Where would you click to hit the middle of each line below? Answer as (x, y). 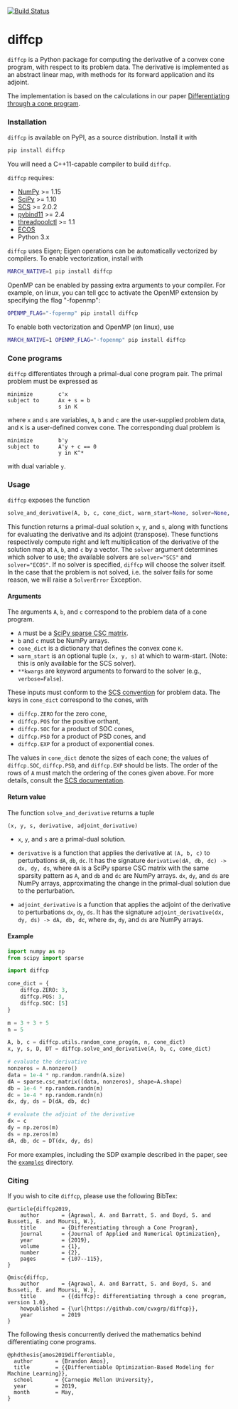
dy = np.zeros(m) (33, 1128)
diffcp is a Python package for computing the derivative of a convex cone (116, 59)
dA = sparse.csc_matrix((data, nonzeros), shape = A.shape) (95, 1081)
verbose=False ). (40, 679)
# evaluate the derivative (47, 1062)
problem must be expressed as (53, 382)
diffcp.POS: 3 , (43, 997)
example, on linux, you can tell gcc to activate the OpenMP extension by (113, 293)
